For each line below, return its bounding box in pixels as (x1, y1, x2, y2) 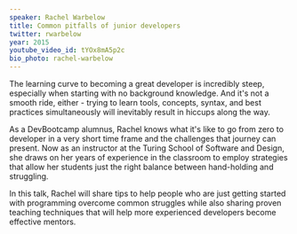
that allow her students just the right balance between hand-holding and (9, 161, 274, 172)
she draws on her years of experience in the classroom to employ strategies (9, 152, 288, 162)
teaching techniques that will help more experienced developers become (9, 207, 277, 217)
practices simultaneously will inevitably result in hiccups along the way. (9, 107, 271, 117)
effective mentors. (9, 216, 76, 227)
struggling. (9, 171, 49, 182)
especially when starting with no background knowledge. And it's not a (9, 88, 269, 98)
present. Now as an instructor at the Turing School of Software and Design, (9, 143, 285, 153)
